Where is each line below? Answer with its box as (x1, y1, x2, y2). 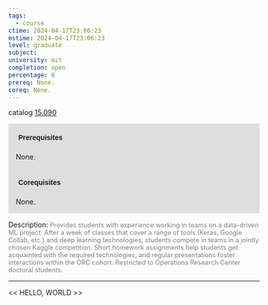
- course (15, 19, 45, 27)
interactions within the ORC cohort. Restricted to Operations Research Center (8, 259, 241, 267)
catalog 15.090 (8, 108, 57, 117)
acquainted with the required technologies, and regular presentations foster (8, 251, 235, 259)
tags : (8, 11, 26, 20)
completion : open (8, 64, 66, 72)
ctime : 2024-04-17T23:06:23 (8, 26, 102, 34)
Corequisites (18, 178, 61, 188)
